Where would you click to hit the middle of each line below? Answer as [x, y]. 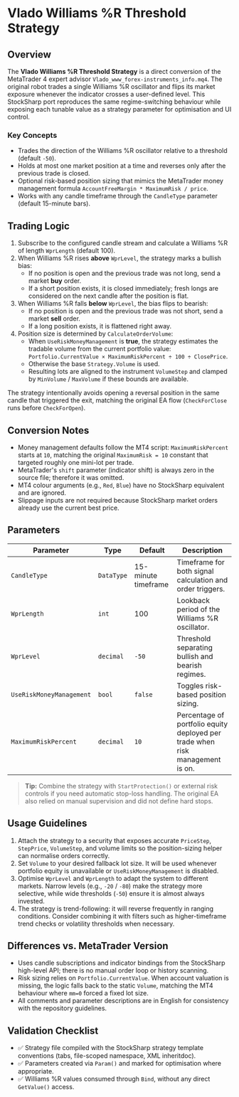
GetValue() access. [46, 1087]
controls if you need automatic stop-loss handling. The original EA [122, 793]
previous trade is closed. [54, 173]
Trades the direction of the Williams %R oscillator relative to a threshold [122, 151]
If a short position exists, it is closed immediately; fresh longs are [123, 289]
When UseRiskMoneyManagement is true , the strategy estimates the [123, 341]
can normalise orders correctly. [64, 855]
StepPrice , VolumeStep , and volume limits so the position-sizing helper [120, 848]
